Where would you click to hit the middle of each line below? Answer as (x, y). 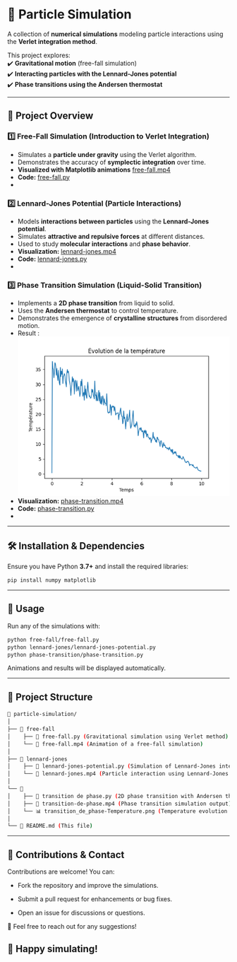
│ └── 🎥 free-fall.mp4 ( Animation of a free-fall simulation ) (105, 744)
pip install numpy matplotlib (52, 580)
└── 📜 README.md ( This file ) (50, 826)
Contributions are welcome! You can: (61, 872)
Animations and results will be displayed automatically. (86, 668)
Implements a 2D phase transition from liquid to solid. (96, 303)
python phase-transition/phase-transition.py (75, 655)
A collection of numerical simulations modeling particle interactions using (115, 34)
